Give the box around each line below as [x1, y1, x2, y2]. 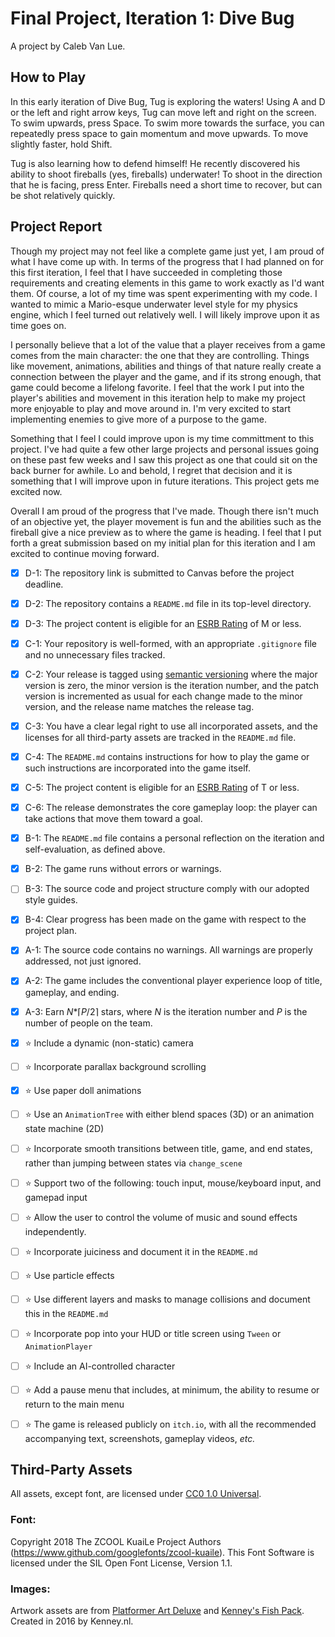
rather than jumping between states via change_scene [24, 1157, 243, 1169]
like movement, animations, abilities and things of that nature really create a [10, 360, 322, 372]
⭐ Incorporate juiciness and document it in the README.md [24, 1245, 258, 1257]
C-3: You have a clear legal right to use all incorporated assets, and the [24, 720, 318, 732]
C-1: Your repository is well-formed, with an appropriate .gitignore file [24, 637, 318, 649]
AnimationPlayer [24, 1342, 93, 1352]
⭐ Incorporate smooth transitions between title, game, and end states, [24, 1142, 313, 1154]
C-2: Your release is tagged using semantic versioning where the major [24, 668, 318, 680]
